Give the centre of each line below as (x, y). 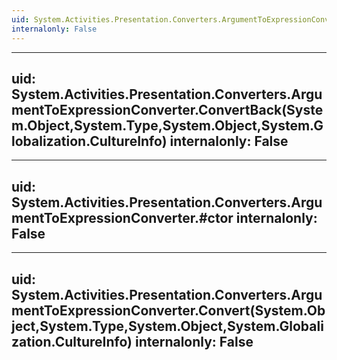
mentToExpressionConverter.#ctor (122, 217)
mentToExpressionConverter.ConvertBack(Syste (167, 109)
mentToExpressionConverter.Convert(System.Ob (168, 310)
